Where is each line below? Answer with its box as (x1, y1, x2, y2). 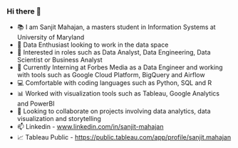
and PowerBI (16, 99, 55, 108)
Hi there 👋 (6, 6, 42, 16)
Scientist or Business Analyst (16, 56, 103, 64)
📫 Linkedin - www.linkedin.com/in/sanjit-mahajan (16, 123, 164, 131)
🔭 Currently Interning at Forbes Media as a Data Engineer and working (16, 63, 223, 72)
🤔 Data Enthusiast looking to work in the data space (16, 40, 169, 49)
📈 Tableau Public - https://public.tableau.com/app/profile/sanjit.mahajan (16, 133, 232, 142)
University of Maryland (16, 33, 85, 42)
